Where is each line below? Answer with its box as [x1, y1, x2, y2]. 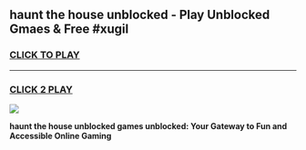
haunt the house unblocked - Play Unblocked [9, 7, 270, 23]
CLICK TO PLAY [9, 49, 80, 62]
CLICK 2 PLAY [9, 83, 73, 95]
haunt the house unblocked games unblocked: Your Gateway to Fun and [9, 120, 288, 131]
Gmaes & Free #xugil [9, 22, 129, 37]
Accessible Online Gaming [9, 130, 112, 141]
